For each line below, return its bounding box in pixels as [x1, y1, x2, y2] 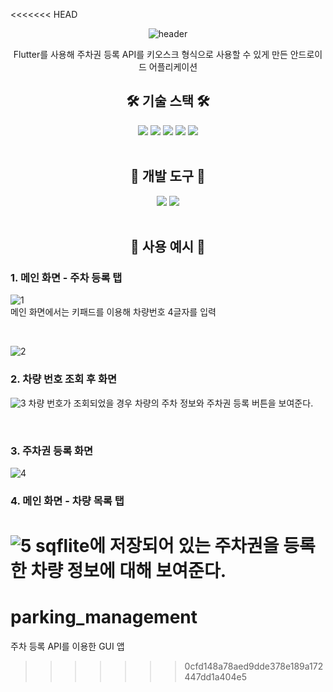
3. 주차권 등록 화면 [10, 444, 94, 458]
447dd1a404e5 [184, 670, 247, 683]
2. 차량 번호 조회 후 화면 [10, 372, 118, 386]
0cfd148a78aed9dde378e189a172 [184, 660, 324, 672]
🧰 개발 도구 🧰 [130, 168, 206, 185]
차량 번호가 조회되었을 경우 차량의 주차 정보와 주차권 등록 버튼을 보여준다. [28, 397, 314, 409]
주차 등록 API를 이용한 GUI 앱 [10, 640, 125, 652]
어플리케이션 [148, 61, 198, 73]
